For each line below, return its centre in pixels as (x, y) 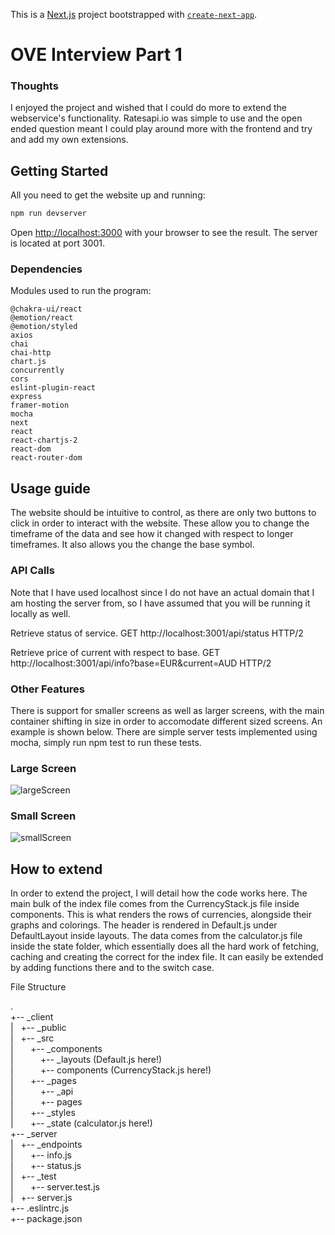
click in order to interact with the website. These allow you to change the (160, 523)
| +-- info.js (41, 1155)
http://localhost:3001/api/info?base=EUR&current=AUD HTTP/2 (141, 663)
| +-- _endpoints (46, 1145)
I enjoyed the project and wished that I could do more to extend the (148, 108)
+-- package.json (46, 1219)
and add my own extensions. (69, 140)
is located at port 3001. (58, 243)
